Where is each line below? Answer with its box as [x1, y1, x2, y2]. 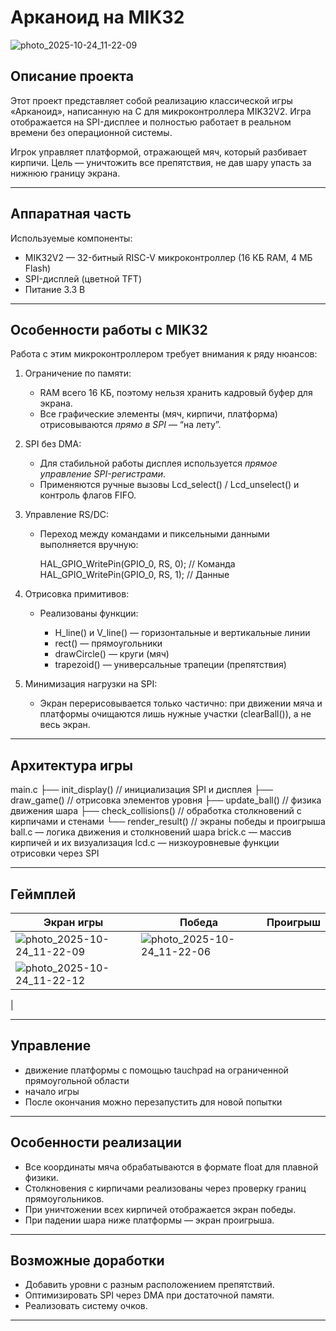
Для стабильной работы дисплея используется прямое [39, 457, 278, 470]
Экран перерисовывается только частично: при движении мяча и [39, 697, 323, 710]
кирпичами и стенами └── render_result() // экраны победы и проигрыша [10, 816, 326, 828]
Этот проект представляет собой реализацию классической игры [10, 94, 293, 106]
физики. [24, 1171, 59, 1183]
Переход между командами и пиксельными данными [39, 528, 270, 540]
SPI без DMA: [24, 438, 82, 450]
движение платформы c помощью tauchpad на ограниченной [24, 1064, 289, 1076]
